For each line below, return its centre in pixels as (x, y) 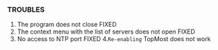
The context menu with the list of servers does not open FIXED (106, 32)
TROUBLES (26, 10)
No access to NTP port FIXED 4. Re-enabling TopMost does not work (114, 39)
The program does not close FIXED (67, 25)
